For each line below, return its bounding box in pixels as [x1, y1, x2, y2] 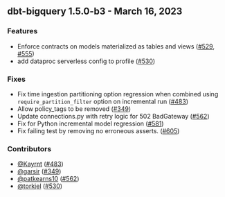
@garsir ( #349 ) [17, 167, 62, 175]
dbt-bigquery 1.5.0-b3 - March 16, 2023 [7, 6, 183, 17]
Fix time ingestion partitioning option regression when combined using [17, 89, 219, 98]
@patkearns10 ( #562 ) [17, 175, 80, 183]
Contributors [7, 144, 52, 153]
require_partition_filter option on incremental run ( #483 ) [17, 97, 189, 105]
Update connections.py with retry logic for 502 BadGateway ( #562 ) [17, 112, 210, 120]
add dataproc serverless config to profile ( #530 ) [17, 57, 156, 65]
